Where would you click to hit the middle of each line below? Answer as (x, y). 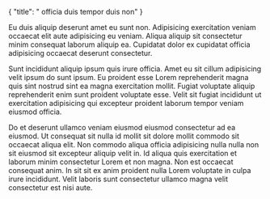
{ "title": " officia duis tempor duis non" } (76, 12)
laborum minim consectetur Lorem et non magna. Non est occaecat (121, 162)
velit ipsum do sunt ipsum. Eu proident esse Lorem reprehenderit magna (129, 77)
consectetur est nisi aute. (51, 188)
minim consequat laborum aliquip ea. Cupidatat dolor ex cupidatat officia (129, 44)
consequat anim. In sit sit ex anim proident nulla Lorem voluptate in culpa (130, 170)
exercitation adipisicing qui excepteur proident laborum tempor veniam (126, 103)
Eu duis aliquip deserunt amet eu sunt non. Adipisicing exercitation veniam (132, 27)
